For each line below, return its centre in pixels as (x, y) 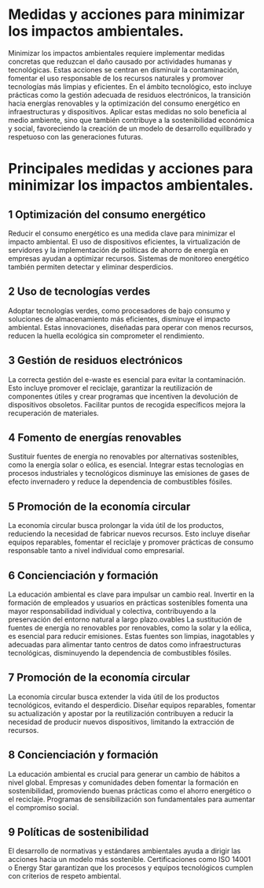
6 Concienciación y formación (83, 576)
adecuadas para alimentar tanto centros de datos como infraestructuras (125, 645)
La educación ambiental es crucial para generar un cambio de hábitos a (124, 774)
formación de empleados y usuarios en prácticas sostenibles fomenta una (128, 603)
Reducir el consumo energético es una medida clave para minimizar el (122, 233)
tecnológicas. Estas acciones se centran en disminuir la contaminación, (124, 69)
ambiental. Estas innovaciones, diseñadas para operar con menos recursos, (131, 327)
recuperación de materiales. (54, 413)
